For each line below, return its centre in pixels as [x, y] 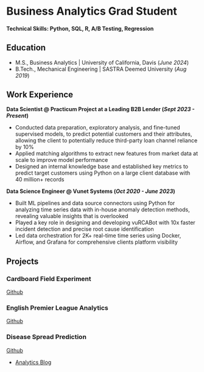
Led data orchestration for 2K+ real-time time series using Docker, [98, 236]
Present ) [17, 116]
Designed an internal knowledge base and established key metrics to [102, 167]
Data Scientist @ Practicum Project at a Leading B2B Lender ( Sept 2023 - [100, 109]
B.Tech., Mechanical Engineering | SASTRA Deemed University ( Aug [101, 69]
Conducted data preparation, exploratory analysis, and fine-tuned [98, 128]
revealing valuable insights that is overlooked [72, 216]
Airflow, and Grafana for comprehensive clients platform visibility [97, 242]
